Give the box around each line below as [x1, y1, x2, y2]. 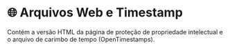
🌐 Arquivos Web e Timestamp [7, 5, 184, 21]
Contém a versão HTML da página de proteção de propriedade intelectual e [7, 27, 223, 36]
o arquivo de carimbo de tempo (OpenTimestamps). [7, 35, 155, 43]
